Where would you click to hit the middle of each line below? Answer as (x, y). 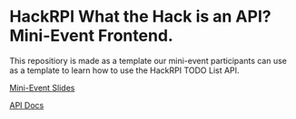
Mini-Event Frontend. (92, 36)
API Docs (27, 105)
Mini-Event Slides (42, 87)
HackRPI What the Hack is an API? (140, 17)
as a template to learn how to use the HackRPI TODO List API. (124, 70)
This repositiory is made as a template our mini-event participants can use (148, 60)
